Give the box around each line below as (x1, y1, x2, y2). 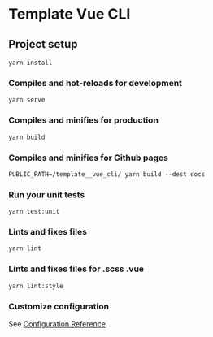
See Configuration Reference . (8, 319, 108, 329)
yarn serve (8, 96, 46, 104)
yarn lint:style (8, 282, 63, 290)
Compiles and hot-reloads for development (8, 77, 183, 89)
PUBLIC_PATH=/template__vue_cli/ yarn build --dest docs (8, 170, 206, 179)
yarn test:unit (8, 208, 60, 216)
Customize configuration (8, 300, 110, 312)
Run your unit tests (8, 188, 85, 200)
